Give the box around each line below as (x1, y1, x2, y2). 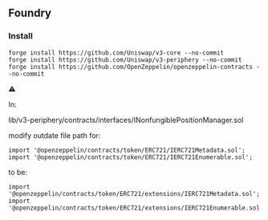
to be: (8, 167, 28, 177)
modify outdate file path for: (8, 130, 101, 140)
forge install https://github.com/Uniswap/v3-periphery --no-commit (8, 55, 242, 63)
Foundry (8, 6, 52, 20)
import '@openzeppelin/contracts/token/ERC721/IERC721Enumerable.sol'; (8, 153, 253, 161)
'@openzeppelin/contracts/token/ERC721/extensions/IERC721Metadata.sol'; (8, 189, 261, 198)
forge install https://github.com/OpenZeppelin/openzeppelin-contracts (8, 63, 253, 71)
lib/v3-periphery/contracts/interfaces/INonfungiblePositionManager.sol (8, 115, 244, 124)
